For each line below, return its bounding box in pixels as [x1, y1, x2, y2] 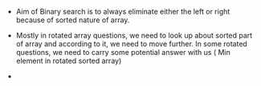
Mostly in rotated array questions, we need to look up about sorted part [15, 31, 253, 40]
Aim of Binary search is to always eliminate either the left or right [15, 7, 230, 16]
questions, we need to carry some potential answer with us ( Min [15, 48, 231, 57]
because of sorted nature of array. [15, 15, 130, 25]
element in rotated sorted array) [15, 56, 122, 65]
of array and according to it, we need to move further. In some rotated [15, 39, 247, 49]
